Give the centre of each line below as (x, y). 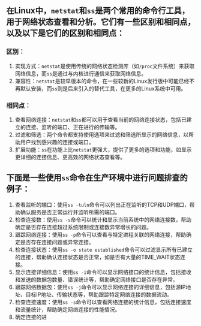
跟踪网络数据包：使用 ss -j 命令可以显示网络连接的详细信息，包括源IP (100, 287)
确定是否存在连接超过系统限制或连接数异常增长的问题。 (83, 227)
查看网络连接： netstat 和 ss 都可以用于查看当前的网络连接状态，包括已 (101, 119)
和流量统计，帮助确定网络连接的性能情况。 (67, 309)
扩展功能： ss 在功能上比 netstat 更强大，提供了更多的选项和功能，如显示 (103, 149)
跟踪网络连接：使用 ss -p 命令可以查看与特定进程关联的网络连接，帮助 (100, 234)
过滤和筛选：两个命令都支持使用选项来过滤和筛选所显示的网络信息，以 (102, 134)
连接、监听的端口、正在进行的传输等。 (73, 127)
